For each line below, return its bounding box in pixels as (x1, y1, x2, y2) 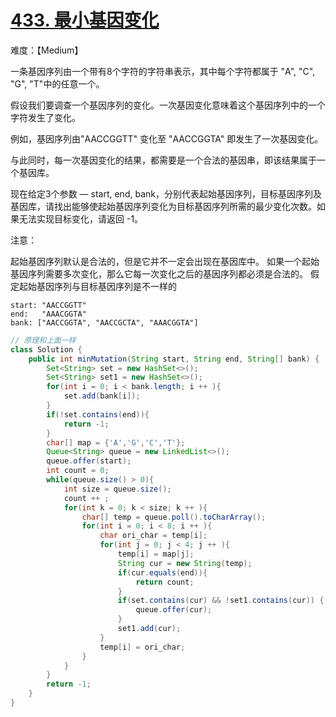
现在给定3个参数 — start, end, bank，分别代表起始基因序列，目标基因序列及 (10, 187, 322, 200)
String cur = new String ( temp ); (117, 558, 253, 568)
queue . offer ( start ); (46, 456, 132, 466)
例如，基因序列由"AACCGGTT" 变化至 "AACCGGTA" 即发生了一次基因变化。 (10, 132, 324, 145)
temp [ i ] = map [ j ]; (117, 549, 195, 560)
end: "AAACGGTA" (10, 309, 87, 319)
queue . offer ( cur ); (135, 605, 213, 615)
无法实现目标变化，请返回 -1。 (18, 212, 144, 225)
